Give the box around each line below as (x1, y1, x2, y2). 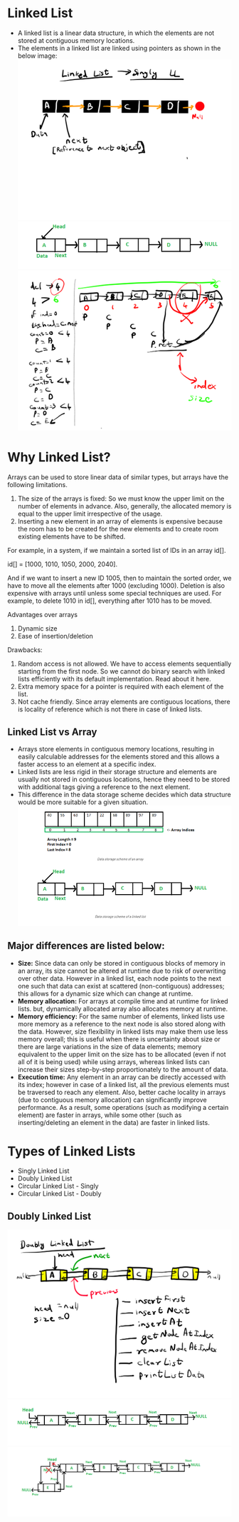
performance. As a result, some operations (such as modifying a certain (17, 1103, 229, 1111)
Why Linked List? (7, 449, 111, 466)
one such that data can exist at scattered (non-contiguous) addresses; (17, 981, 225, 990)
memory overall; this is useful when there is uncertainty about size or (17, 1034, 221, 1043)
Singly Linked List (17, 1166, 70, 1176)
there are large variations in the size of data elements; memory (17, 1042, 202, 1051)
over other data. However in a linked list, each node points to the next (17, 973, 222, 983)
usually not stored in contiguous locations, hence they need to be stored (17, 775, 230, 783)
